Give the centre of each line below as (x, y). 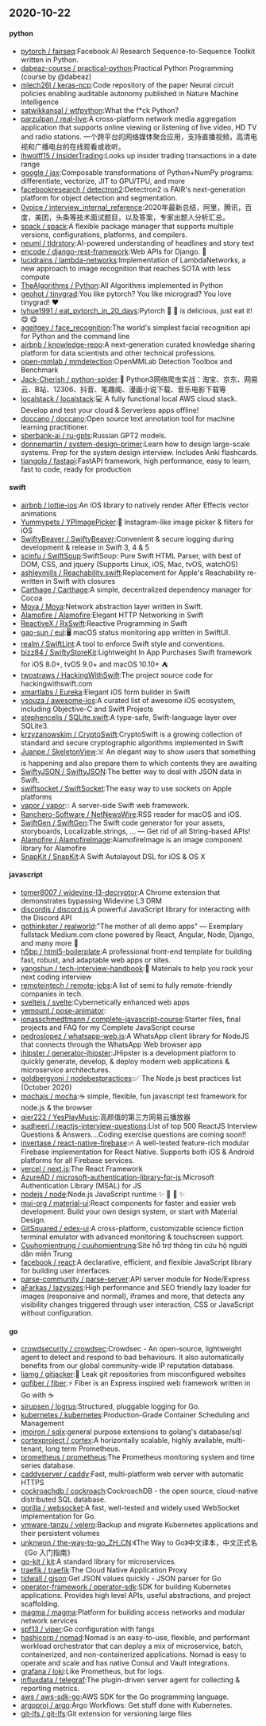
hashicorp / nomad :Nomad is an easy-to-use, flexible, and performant (135, 1638)
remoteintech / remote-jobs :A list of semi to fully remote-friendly (126, 985)
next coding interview (56, 977)
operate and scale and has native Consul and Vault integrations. (125, 1663)
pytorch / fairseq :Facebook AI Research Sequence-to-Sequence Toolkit (138, 51)
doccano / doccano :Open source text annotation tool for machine (127, 418)
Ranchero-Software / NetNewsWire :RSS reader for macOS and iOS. (131, 814)
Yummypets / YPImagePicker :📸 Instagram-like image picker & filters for (137, 522)
